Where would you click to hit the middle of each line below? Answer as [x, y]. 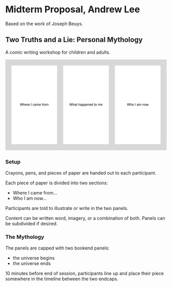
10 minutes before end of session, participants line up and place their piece [84, 274]
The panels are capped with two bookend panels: [58, 248]
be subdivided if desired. [31, 224]
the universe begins [34, 258]
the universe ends [32, 263]
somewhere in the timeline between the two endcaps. [62, 279]
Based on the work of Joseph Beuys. [44, 24]
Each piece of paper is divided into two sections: [57, 183]
